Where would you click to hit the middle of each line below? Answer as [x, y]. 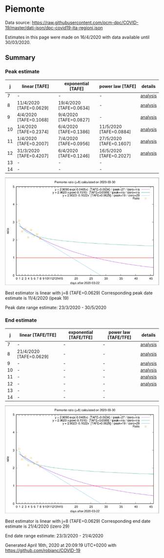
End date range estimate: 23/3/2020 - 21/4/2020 [54, 536]
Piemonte [25, 9]
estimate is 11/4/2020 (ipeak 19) [37, 298]
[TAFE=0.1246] [74, 156]
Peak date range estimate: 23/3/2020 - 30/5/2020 [56, 308]
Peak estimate [22, 72]
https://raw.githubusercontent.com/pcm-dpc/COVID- [85, 22]
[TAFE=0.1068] [33, 120]
